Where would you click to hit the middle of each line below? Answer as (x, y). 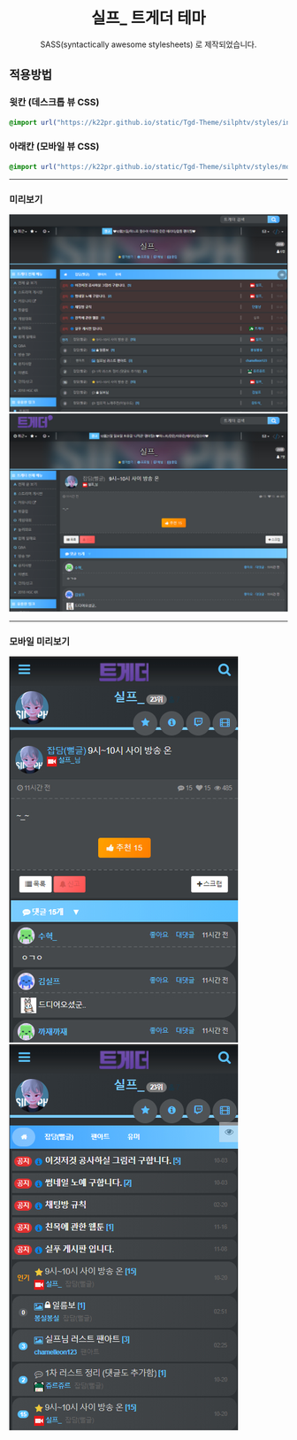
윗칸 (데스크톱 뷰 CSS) (54, 103)
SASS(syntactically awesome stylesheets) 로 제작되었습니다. (148, 44)
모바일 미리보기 (40, 641)
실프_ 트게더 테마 (148, 18)
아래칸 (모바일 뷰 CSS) (54, 147)
